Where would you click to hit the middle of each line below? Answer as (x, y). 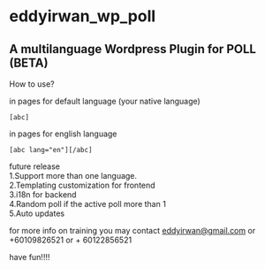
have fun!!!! (30, 257)
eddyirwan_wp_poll (83, 16)
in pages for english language (63, 134)
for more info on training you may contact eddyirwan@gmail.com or (132, 231)
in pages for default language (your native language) (105, 101)
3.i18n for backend (43, 195)
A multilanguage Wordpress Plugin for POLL (132, 49)
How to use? (32, 84)
